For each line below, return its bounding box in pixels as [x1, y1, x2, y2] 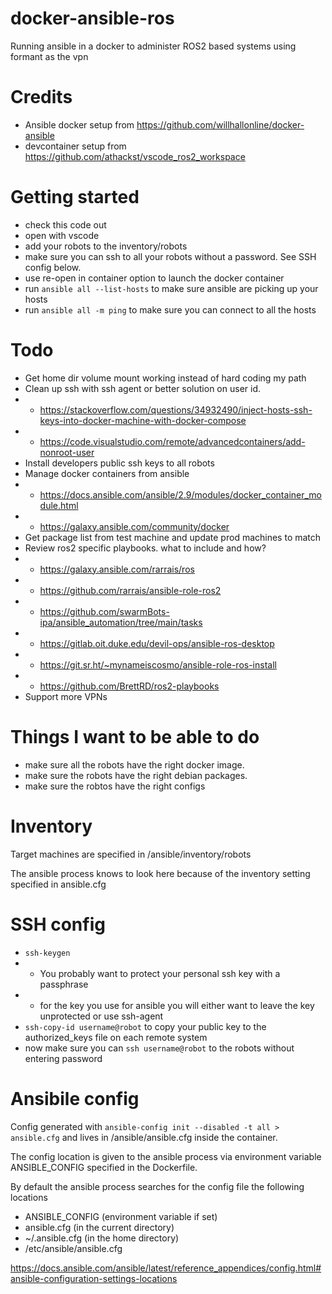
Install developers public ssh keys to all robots [24, 457, 215, 469]
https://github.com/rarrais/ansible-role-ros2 [39, 584, 222, 596]
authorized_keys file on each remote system [24, 1031, 208, 1043]
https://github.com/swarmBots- [39, 605, 170, 617]
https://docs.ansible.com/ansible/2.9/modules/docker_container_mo [39, 488, 322, 501]
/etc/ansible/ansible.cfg [24, 1242, 123, 1254]
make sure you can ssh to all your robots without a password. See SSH [24, 250, 317, 262]
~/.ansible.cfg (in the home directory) [24, 1232, 180, 1244]
